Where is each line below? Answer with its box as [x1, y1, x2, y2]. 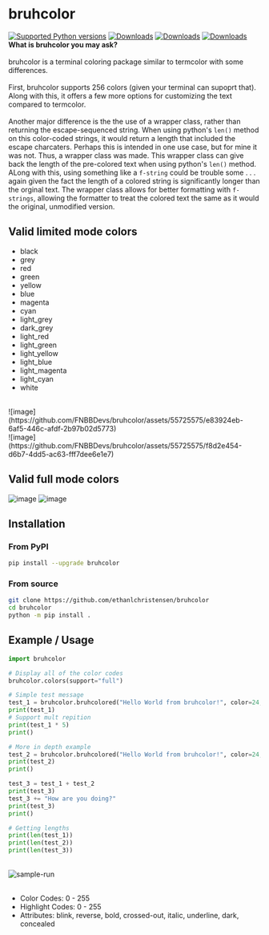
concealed [19, 919, 55, 929]
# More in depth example [8, 743, 91, 751]
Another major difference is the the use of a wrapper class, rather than [8, 116, 241, 126]
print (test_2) [8, 758, 56, 766]
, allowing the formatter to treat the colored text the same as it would [33, 193, 259, 203]
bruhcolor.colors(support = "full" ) [8, 677, 124, 685]
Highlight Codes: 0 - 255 [19, 902, 102, 912]
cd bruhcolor [8, 604, 52, 612]
